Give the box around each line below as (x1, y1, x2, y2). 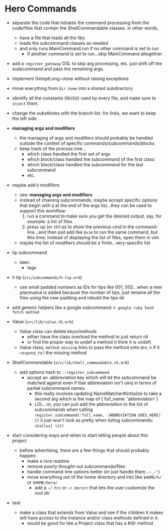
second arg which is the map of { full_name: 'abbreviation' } (34, 395, 159, 402)
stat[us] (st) (34, 423, 64, 429)
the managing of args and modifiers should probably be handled (19, 135, 153, 141)
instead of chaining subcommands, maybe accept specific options (19, 197, 158, 203)
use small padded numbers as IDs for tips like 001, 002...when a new (19, 284, 162, 290)
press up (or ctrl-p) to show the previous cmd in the (27, 224, 134, 230)
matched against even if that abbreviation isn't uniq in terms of (27, 380, 157, 386)
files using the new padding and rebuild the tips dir (19, 294, 125, 300)
